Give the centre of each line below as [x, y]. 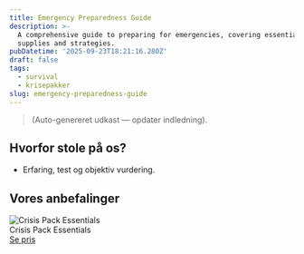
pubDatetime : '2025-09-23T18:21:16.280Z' [89, 52]
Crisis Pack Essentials [50, 230]
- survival [38, 77]
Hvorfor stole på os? [68, 147]
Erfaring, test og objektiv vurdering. [89, 170]
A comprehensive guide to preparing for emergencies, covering [139, 34]
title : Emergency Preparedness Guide [81, 18]
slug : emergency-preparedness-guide [78, 93]
